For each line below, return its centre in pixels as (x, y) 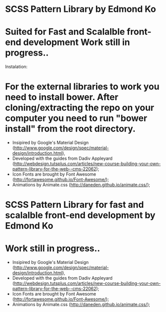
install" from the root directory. (70, 129)
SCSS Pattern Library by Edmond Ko (81, 9)
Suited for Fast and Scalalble (65, 32)
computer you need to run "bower (76, 118)
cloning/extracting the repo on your (80, 108)
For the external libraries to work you (82, 87)
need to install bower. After (62, 97)
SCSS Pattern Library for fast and (75, 205)
